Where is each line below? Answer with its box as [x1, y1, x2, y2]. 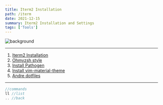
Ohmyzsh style [12, 58, 42, 63]
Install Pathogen [12, 62, 45, 68]
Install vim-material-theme [12, 68, 65, 74]
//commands [5, 87, 27, 92]
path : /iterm [5, 12, 32, 16]
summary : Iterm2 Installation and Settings [5, 20, 95, 26]
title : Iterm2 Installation [5, 7, 62, 12]
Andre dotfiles [12, 73, 41, 79]
